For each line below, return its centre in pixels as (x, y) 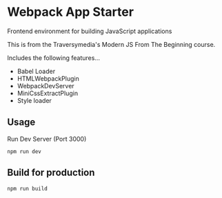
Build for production (51, 173)
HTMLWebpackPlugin (48, 78)
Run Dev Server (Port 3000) (47, 139)
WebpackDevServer (46, 86)
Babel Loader (36, 71)
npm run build (28, 188)
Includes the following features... (53, 58)
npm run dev (24, 151)
